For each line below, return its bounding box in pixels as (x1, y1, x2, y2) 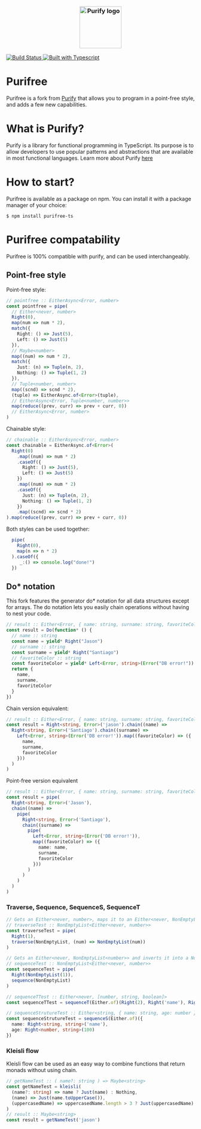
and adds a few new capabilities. (6, 101, 87, 108)
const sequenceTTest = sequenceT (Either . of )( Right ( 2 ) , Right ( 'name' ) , (6, 999, 186, 1005)
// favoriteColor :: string (11, 655, 82, 661)
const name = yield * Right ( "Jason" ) (11, 638, 103, 644)
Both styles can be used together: (6, 525, 90, 532)
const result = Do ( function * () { (6, 627, 93, 634)
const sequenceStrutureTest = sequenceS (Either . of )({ (6, 1016, 144, 1022)
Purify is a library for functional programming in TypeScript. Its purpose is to (6, 142, 194, 149)
